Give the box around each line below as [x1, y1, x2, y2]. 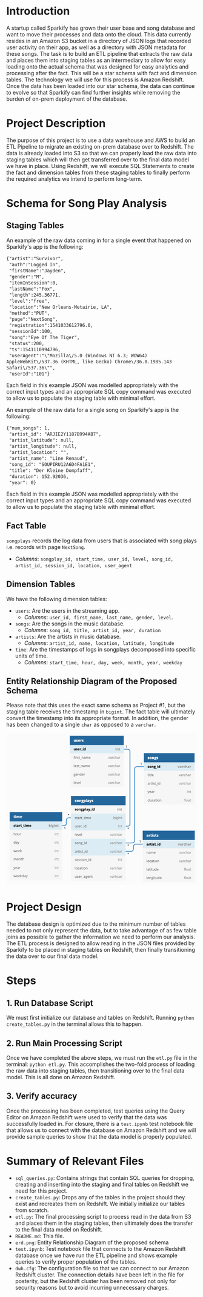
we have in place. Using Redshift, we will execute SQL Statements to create [6, 162, 195, 169]
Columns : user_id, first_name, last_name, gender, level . [24, 613, 174, 621]
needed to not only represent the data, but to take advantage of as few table [6, 927, 197, 934]
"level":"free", [8, 298, 50, 304]
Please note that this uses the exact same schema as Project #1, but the [6, 702, 186, 709]
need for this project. [15, 1187, 68, 1194]
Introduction [6, 4, 70, 18]
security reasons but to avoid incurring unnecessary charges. [15, 1284, 169, 1291]
